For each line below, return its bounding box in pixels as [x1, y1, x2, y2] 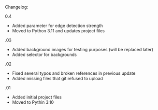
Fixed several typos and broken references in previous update [12, 70, 136, 76]
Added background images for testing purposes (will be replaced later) [12, 47, 154, 52]
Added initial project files [12, 94, 62, 100]
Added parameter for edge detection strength [12, 23, 103, 28]
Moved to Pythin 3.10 [12, 99, 54, 105]
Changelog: [5, 4, 28, 10]
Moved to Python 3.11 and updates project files [12, 28, 105, 33]
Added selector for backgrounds [12, 52, 77, 57]
